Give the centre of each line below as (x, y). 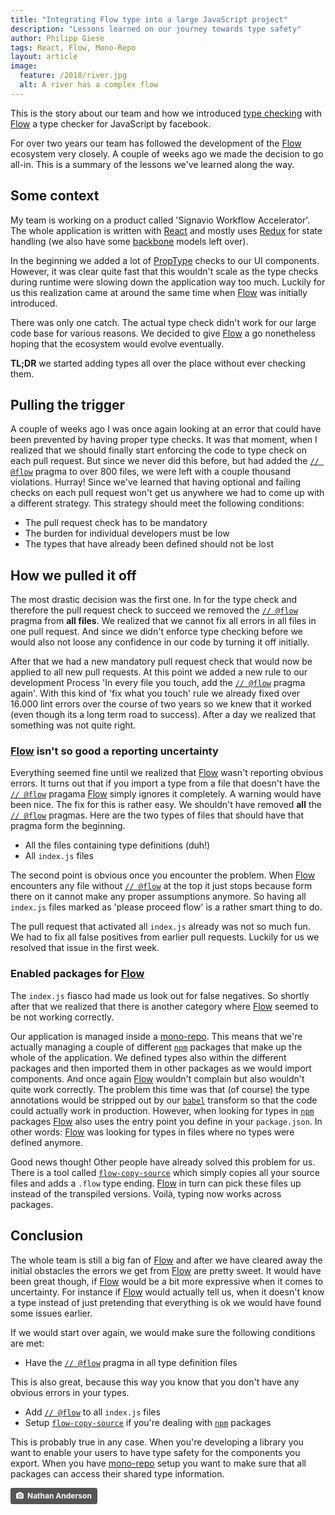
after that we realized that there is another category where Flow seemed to (164, 1006)
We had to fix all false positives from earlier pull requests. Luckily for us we (165, 937)
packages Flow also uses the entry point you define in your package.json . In (166, 1121)
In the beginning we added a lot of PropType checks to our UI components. (165, 260)
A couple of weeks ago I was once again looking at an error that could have (166, 429)
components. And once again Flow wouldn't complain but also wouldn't (157, 1078)
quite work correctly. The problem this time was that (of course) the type (160, 1089)
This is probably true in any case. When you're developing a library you (157, 1442)
